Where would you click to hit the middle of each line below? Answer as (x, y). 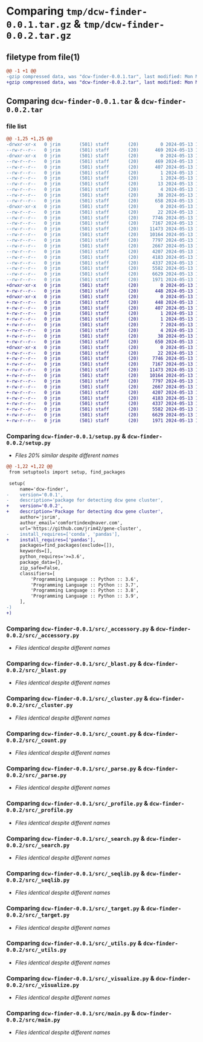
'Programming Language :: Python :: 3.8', (85, 590)
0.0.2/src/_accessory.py (43, 635)
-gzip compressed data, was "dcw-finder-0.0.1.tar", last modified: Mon (100, 76)
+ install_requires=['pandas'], (51, 540)
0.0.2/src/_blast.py (37, 670)
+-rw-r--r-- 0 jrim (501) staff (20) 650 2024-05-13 (100, 342)
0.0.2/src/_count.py (37, 740)
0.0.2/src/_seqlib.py (38, 880)
